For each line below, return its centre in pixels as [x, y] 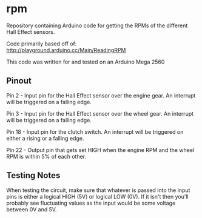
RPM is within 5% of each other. [46, 156]
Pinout [19, 81]
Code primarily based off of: [42, 44]
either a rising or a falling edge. [45, 138]
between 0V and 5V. [32, 209]
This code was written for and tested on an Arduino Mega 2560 [86, 62]
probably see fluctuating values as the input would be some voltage [91, 203]
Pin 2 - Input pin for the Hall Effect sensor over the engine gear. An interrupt [101, 95]
